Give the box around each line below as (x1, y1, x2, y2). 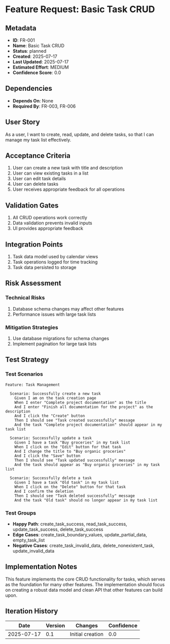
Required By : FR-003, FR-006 (12, 103, 76, 109)
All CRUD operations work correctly (12, 215, 87, 221)
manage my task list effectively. (5, 137, 72, 143)
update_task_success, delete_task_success (12, 526, 104, 532)
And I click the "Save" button (14, 453, 81, 458)
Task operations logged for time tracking (12, 259, 98, 265)
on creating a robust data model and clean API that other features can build (5, 587, 163, 593)
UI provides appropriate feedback (12, 225, 84, 231)
